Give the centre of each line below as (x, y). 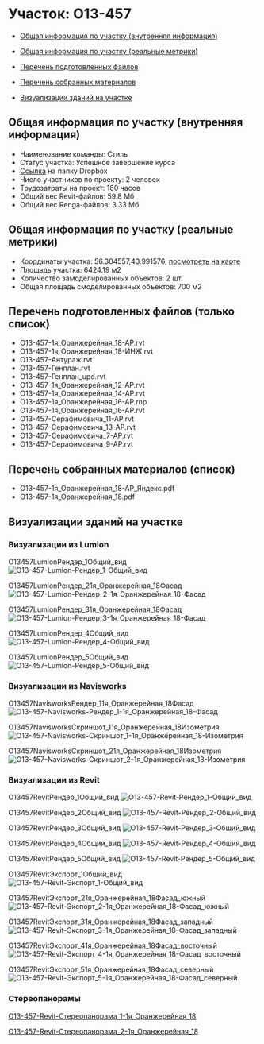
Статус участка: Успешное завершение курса (98, 162)
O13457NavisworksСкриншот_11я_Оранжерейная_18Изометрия (114, 727)
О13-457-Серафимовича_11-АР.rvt (77, 419)
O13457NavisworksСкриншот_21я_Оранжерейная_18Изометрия (115, 751)
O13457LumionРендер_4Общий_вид (69, 633)
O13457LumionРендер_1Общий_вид (67, 562)
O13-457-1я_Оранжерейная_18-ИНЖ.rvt (86, 351)
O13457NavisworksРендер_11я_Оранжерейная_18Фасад (101, 703)
